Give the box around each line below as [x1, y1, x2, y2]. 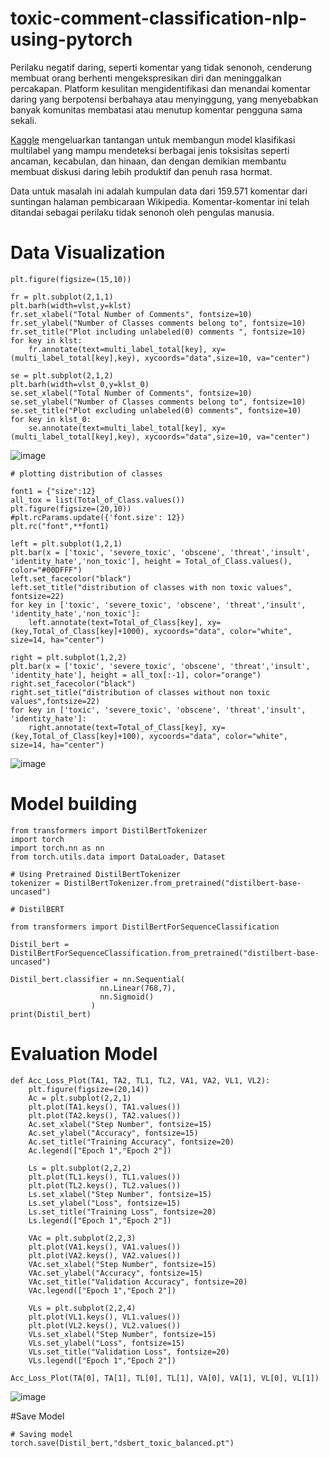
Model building [10, 793, 138, 816]
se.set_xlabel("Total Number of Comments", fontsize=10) [10, 388, 253, 398]
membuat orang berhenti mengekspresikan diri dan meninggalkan [10, 72, 282, 84]
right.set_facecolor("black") [10, 678, 137, 689]
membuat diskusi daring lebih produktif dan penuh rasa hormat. [10, 165, 273, 177]
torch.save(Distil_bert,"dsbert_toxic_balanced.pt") [10, 1438, 235, 1448]
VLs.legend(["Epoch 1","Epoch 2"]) [28, 1355, 177, 1366]
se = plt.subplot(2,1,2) [10, 370, 114, 381]
